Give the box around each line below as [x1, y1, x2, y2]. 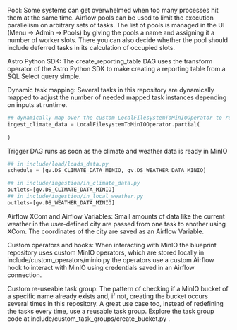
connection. [7, 271, 42, 279]
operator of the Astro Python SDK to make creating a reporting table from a [7, 65, 226, 73]
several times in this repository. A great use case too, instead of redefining [7, 299, 224, 307]
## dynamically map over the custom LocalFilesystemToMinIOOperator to [7, 114, 222, 121]
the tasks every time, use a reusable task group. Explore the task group [7, 307, 214, 315]
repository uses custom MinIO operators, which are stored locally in [7, 248, 205, 257]
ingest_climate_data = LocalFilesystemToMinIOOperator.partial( [7, 121, 200, 128]
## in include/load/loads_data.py [7, 160, 109, 168]
